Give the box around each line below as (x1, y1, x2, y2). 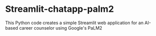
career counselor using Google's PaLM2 (19, 25, 103, 31)
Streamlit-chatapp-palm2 (5, 3, 114, 15)
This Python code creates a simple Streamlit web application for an (5, 20, 144, 26)
